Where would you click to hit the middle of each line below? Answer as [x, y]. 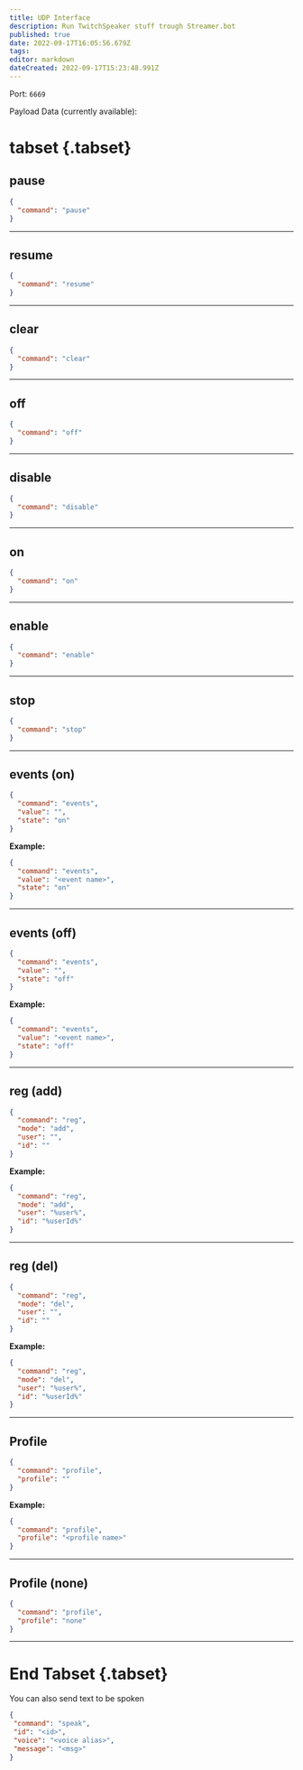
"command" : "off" [50, 433]
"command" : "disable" [58, 507]
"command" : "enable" [56, 656]
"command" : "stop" [52, 729]
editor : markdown [42, 60]
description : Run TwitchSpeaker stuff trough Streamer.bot [123, 26]
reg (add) [36, 1091]
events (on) [42, 774]
